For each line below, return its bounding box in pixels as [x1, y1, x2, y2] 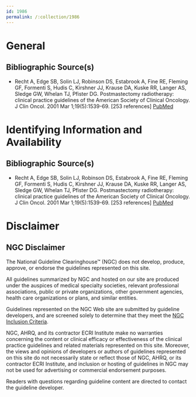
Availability [6, 135, 62, 149]
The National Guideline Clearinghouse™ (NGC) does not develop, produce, [6, 258, 185, 265]
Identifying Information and [6, 123, 142, 136]
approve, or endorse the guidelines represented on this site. [6, 264, 150, 271]
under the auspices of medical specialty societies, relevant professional [6, 281, 180, 289]
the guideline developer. [6, 384, 64, 391]
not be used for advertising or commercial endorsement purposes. [6, 366, 167, 374]
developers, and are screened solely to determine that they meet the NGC [6, 312, 184, 319]
